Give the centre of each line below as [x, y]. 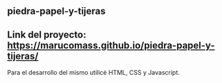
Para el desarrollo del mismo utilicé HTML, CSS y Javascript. [93, 73]
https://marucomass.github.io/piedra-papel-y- [111, 45]
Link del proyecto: [47, 35]
